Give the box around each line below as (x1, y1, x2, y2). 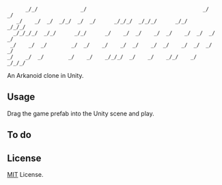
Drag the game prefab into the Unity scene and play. (7, 109, 155, 117)
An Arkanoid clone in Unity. (7, 72, 84, 79)
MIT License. (7, 171, 44, 179)
